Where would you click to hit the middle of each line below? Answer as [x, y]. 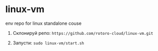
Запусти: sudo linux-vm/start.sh [48, 43]
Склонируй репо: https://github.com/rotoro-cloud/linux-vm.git [83, 33]
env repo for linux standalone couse [43, 23]
